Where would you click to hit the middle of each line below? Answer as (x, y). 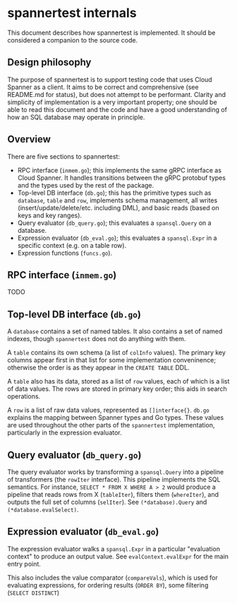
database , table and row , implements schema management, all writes (117, 200)
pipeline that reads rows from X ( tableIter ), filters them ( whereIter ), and (113, 494)
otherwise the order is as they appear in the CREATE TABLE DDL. (98, 368)
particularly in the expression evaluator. (65, 432)
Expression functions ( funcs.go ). (65, 253)
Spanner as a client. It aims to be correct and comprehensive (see (103, 87)
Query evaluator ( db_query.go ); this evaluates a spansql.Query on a (114, 223)
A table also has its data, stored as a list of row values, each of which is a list (119, 381)
